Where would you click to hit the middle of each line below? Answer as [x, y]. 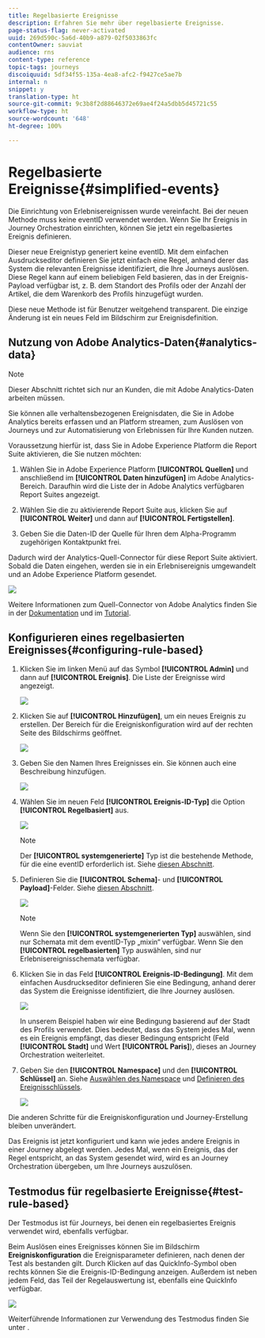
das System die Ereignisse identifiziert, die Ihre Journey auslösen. [127, 991]
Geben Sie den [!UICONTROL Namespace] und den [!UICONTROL [129, 1070]
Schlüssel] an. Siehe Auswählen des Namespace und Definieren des [132, 1079]
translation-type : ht [44, 97]
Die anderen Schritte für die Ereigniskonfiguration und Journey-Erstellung [128, 1118]
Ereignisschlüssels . [51, 1088]
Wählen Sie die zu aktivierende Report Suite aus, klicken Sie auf [123, 510]
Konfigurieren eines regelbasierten [97, 638]
